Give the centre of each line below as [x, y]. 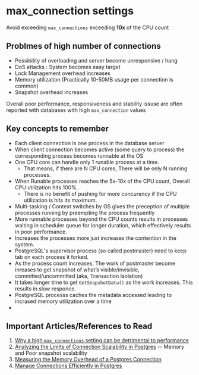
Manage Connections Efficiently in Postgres [68, 366]
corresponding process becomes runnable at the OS [79, 155]
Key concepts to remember [57, 129]
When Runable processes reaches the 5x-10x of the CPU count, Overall [102, 181]
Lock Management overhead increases [63, 73]
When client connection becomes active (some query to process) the [99, 149]
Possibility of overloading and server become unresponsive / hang [96, 60]
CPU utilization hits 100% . [47, 187]
